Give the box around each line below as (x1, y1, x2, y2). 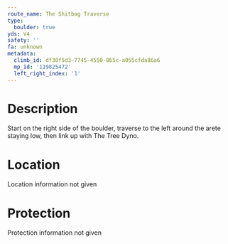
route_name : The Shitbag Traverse (7, 10, 110, 18)
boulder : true (13, 23, 55, 31)
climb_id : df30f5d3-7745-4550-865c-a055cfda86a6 (13, 57, 161, 64)
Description (7, 100, 78, 117)
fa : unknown (7, 43, 43, 51)
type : (7, 17, 23, 24)
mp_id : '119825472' (13, 63, 72, 70)
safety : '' (7, 37, 40, 44)
